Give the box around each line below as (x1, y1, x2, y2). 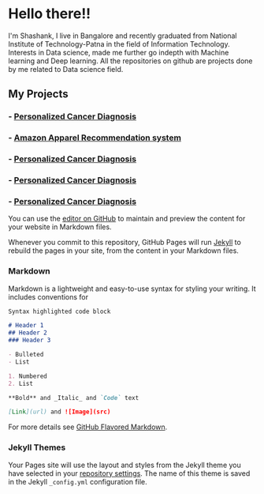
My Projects (8, 88, 69, 101)
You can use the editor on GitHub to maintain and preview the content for (8, 214, 246, 224)
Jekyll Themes (8, 442, 66, 453)
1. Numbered (8, 372, 47, 380)
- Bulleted (8, 351, 44, 359)
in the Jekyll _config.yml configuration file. (8, 477, 147, 486)
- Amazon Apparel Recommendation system (8, 132, 181, 143)
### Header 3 (8, 337, 51, 345)
